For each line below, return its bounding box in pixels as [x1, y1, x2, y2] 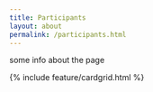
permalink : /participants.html [9, 30, 127, 39]
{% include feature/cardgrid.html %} [9, 72, 145, 83]
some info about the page [9, 55, 105, 66]
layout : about [9, 22, 63, 31]
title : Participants [9, 13, 87, 23]
